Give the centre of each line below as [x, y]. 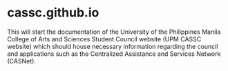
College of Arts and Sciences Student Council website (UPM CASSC [104, 39]
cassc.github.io [53, 13]
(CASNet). [22, 61]
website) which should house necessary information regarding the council [113, 46]
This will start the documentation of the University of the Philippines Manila [114, 32]
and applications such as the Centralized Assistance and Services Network [114, 54]
